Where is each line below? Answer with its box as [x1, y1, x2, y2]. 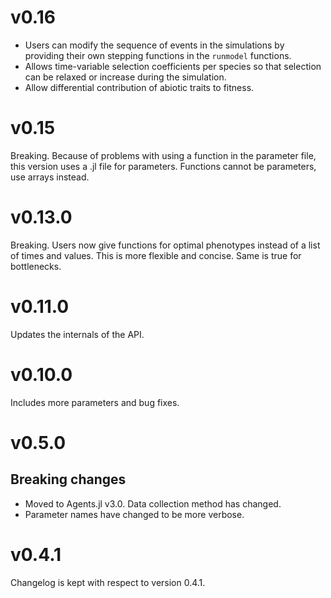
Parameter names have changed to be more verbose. [24, 508, 245, 520]
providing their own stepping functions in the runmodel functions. [24, 49, 292, 61]
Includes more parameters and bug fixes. [10, 396, 180, 408]
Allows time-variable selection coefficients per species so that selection [24, 60, 322, 72]
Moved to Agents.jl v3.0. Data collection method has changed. [24, 497, 282, 510]
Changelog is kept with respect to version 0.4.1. [10, 576, 206, 588]
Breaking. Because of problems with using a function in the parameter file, [10, 149, 317, 161]
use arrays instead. [10, 171, 90, 183]
